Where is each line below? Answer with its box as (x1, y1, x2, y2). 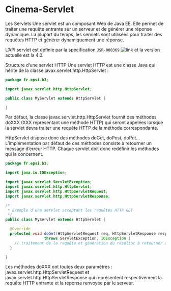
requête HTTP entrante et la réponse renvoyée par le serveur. (5, 280, 134, 286)
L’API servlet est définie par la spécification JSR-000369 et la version (5, 46, 160, 53)
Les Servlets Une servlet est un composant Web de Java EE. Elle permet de (5, 20, 164, 27)
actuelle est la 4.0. (5, 52, 44, 58)
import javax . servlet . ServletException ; (5, 180, 93, 185)
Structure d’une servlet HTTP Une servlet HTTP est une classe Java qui (5, 62, 156, 68)
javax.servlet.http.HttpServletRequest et (5, 269, 90, 275)
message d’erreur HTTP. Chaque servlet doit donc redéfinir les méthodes (5, 145, 159, 152)
